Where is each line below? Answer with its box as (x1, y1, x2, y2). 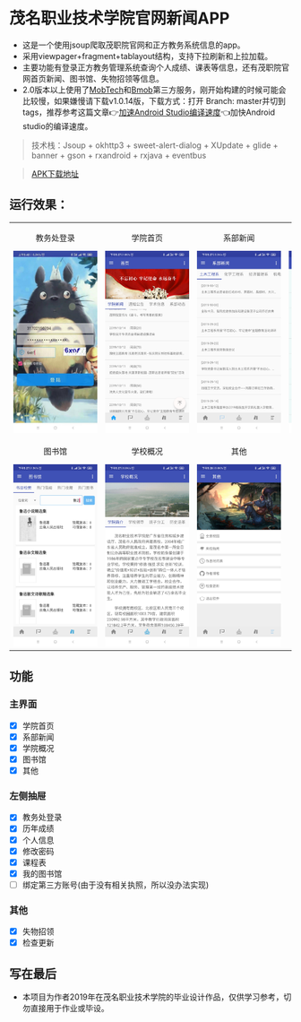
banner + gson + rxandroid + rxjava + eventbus (30, 150, 207, 160)
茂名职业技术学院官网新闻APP (9, 8, 230, 29)
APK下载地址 (30, 168, 79, 179)
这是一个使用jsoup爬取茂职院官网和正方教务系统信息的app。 (21, 39, 245, 50)
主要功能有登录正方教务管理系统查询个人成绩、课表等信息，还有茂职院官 (21, 62, 289, 73)
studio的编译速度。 (21, 120, 93, 131)
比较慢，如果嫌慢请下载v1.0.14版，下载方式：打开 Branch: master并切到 (21, 95, 287, 106)
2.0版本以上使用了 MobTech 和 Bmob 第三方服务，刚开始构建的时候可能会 (21, 84, 287, 95)
